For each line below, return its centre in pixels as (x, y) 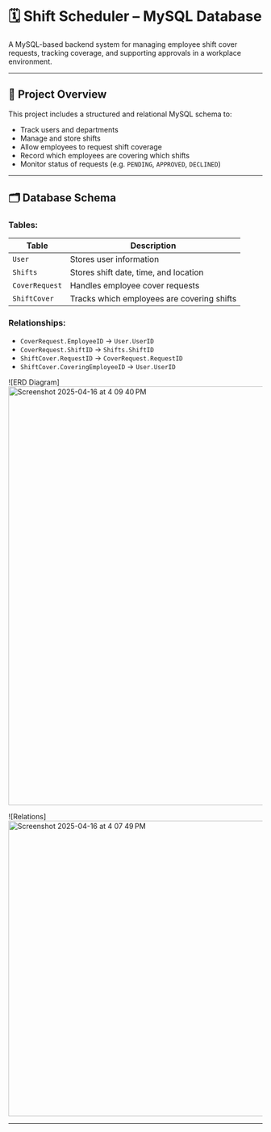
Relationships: (37, 323)
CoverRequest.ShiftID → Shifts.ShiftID (87, 349)
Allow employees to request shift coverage (91, 146)
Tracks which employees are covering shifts (153, 299)
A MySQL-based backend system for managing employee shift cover (123, 44)
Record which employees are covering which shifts (105, 155)
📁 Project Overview (58, 95)
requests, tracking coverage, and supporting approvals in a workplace (125, 53)
